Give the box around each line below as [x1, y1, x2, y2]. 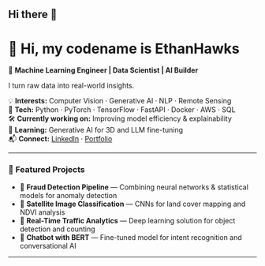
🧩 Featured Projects [8, 164, 85, 175]
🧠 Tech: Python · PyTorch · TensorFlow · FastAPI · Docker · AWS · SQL [8, 105, 236, 114]
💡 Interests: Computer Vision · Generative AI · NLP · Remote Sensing [8, 96, 232, 106]
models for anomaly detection [19, 190, 118, 200]
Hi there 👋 [8, 8, 58, 21]
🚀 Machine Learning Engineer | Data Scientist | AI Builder [8, 66, 199, 75]
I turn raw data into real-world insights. [8, 81, 135, 91]
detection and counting [19, 224, 96, 234]
